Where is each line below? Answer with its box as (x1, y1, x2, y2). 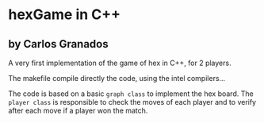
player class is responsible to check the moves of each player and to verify (8, 98, 256, 106)
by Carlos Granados (8, 37, 109, 51)
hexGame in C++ (8, 6, 121, 24)
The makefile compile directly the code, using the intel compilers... (8, 74, 226, 83)
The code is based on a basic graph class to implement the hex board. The (8, 89, 254, 98)
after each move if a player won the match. (8, 106, 148, 115)
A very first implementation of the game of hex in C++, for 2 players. (8, 58, 231, 67)
